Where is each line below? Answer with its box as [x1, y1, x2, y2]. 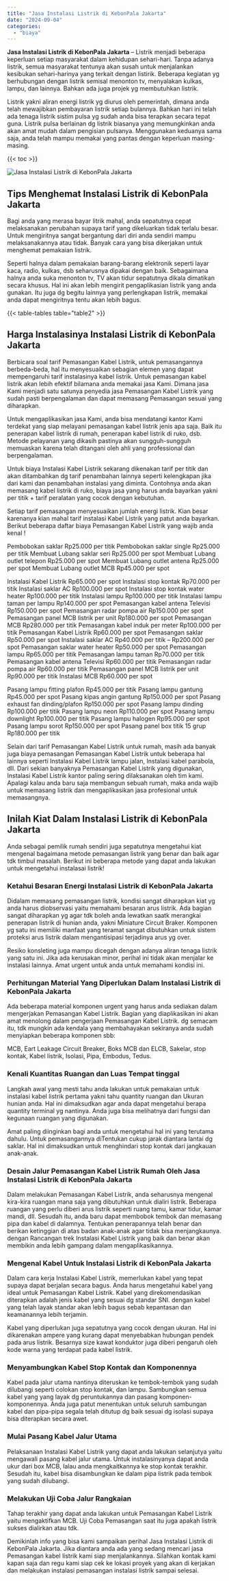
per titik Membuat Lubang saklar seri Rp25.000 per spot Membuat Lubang [7, 549, 216, 558]
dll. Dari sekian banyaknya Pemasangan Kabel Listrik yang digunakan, [7, 764, 204, 772]
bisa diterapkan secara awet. [7, 1414, 89, 1423]
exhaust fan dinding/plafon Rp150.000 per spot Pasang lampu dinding [7, 700, 204, 708]
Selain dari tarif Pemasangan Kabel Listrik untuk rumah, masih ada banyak [7, 742, 217, 750]
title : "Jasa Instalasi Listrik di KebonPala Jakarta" [7, 10, 167, 17]
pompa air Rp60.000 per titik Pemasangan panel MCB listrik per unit [7, 665, 199, 673]
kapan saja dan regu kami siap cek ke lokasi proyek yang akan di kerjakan [7, 1559, 215, 1567]
